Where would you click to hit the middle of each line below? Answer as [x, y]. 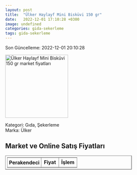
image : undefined [23, 24]
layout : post [19, 10]
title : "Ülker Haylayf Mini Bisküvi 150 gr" [53, 15]
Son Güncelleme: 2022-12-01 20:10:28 [45, 48]
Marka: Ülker [19, 130]
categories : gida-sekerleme [35, 29]
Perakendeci [25, 162]
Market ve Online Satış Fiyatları [55, 146]
